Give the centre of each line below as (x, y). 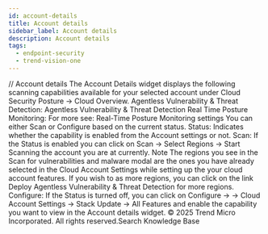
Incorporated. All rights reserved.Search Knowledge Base (104, 221)
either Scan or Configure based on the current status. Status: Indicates (126, 127)
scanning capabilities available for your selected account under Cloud (124, 92)
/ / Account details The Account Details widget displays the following (122, 84)
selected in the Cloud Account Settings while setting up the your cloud (126, 169)
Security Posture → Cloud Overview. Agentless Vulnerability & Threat (124, 101)
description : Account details (59, 38)
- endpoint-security (50, 53)
